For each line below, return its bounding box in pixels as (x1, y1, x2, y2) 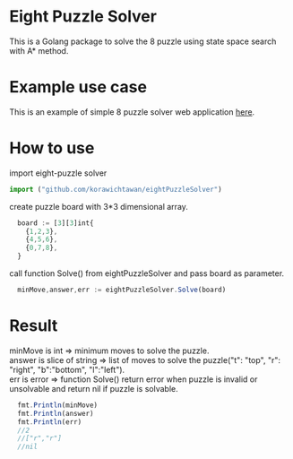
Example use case (9, 77, 148, 98)
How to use (9, 138, 95, 159)
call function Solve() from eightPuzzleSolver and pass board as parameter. (9, 268, 285, 279)
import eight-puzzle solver (9, 168, 108, 178)
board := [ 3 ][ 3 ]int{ (17, 218, 94, 228)
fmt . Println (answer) (17, 409, 94, 418)
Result (9, 316, 58, 336)
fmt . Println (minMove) (17, 401, 99, 410)
